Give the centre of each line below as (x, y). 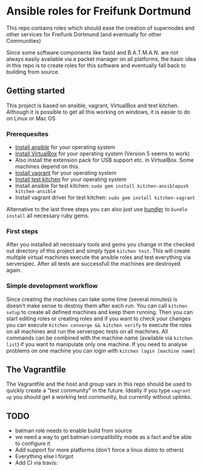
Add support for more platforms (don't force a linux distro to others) (99, 450)
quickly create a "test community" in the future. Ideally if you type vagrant (99, 390)
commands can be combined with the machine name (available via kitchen (99, 338)
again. (14, 270)
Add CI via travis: (36, 463)
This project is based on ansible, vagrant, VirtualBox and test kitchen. (93, 105)
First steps (22, 231)
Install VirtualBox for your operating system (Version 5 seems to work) (103, 154)
